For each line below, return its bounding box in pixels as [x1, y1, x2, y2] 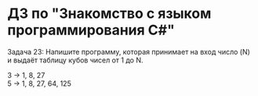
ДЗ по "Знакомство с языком [7, 5, 212, 23]
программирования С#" [7, 21, 176, 39]
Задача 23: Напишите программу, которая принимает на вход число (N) [7, 47, 250, 56]
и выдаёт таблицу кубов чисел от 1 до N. [7, 55, 144, 65]
